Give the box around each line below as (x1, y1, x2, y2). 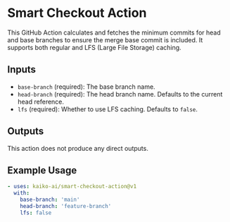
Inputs (7, 63, 37, 75)
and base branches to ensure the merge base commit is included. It (7, 35, 203, 44)
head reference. (17, 97, 65, 106)
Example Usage (7, 164, 77, 176)
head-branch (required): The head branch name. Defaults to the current (17, 90, 223, 98)
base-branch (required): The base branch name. (17, 82, 156, 91)
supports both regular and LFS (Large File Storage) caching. (7, 43, 181, 51)
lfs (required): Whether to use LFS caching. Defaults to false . (17, 104, 198, 113)
